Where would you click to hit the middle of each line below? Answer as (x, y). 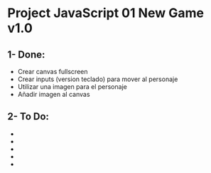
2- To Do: (28, 116)
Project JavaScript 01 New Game (106, 13)
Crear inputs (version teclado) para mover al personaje (98, 79)
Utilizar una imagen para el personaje (72, 86)
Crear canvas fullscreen (53, 72)
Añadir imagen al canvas (54, 94)
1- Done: (26, 54)
